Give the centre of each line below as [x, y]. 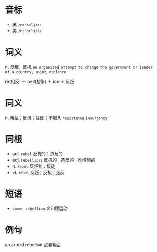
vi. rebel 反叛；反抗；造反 [38, 172]
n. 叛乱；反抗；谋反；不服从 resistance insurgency [56, 118]
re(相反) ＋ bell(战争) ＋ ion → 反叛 [40, 81]
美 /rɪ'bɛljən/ [27, 30]
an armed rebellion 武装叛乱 [33, 244]
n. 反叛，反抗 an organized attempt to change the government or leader [79, 67]
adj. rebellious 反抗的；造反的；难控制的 [54, 160]
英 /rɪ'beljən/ [27, 25]
